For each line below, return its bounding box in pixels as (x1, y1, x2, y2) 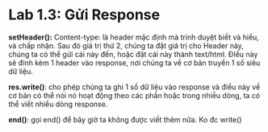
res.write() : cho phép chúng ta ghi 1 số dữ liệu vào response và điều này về (8, 82, 261, 92)
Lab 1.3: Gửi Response (8, 6, 160, 24)
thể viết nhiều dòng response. (8, 99, 108, 109)
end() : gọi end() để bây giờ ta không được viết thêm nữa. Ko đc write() (8, 114, 242, 124)
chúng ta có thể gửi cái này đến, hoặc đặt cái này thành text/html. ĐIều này (8, 49, 258, 59)
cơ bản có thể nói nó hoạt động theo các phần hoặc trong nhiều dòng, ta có (8, 90, 261, 100)
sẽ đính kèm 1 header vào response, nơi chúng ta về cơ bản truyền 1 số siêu (8, 58, 261, 68)
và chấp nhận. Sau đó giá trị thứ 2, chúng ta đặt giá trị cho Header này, (8, 40, 245, 50)
